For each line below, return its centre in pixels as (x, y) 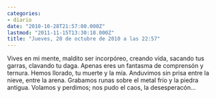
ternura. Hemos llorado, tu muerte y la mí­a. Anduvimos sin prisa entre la (108, 73)
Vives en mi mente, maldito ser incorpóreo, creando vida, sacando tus (106, 58)
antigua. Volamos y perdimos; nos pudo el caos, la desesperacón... (102, 88)
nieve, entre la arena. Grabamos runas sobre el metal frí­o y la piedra (103, 80)
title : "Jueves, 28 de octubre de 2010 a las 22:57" (84, 39)
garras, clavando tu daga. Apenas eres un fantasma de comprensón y (105, 66)
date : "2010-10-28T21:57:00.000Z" (56, 26)
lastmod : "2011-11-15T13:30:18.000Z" (61, 33)
